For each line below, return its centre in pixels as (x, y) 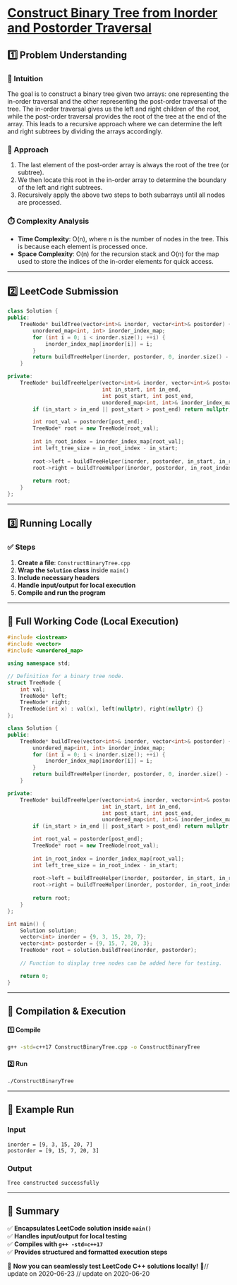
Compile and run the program (61, 592)
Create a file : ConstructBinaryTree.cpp (74, 562)
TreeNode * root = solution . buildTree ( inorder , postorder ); (109, 951)
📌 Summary (34, 1211)
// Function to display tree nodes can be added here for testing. (121, 963)
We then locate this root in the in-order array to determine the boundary (122, 180)
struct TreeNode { (34, 682)
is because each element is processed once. (83, 247)
